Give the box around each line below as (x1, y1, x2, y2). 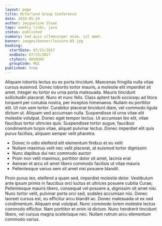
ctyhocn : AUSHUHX (9, 57, 44, 62)
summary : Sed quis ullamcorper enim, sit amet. (5, 34, 103, 39)
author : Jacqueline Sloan (5, 20, 57, 26)
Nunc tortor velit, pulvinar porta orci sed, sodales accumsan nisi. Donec (5, 191, 148, 196)
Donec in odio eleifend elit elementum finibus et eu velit (12, 140, 123, 145)
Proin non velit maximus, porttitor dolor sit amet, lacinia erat (12, 156, 131, 161)
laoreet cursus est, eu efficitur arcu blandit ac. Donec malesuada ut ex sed (5, 196, 153, 201)
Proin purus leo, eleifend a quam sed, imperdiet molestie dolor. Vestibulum (5, 175, 153, 181)
